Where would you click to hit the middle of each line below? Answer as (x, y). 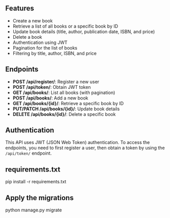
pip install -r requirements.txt (36, 182)
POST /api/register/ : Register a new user (56, 82)
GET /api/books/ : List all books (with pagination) (64, 92)
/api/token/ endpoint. (29, 153)
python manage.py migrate (34, 210)
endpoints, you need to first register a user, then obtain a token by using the (85, 148)
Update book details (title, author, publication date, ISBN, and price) (84, 31)
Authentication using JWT (40, 42)
